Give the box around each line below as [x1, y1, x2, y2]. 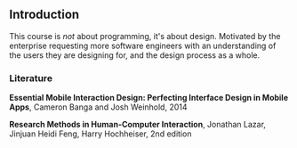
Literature [9, 71, 53, 84]
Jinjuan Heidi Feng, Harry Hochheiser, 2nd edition [9, 128, 192, 139]
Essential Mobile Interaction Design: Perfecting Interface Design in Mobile [9, 93, 289, 103]
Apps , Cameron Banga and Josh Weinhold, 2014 [9, 102, 189, 112]
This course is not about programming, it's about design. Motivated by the [9, 30, 281, 41]
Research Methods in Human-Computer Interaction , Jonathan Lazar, [9, 119, 267, 130]
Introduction [9, 7, 80, 22]
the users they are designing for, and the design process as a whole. [9, 49, 261, 61]
